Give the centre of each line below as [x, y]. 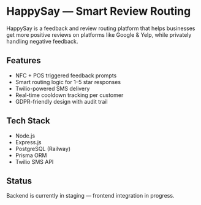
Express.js [28, 142]
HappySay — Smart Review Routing [99, 11]
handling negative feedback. [42, 41]
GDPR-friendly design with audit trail [62, 101]
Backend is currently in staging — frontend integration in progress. [90, 196]
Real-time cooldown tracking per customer [69, 95]
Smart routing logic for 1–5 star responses [68, 82]
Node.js [25, 136]
